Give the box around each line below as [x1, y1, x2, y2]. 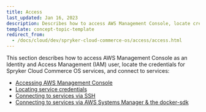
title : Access [6, 9, 43, 15]
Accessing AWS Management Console [15, 79, 113, 86]
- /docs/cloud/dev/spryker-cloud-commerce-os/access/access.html [12, 37, 183, 43]
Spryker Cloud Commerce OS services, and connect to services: [6, 67, 170, 74]
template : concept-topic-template [6, 26, 95, 32]
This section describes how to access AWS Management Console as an [6, 54, 188, 61]
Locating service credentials [15, 86, 88, 92]
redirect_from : [6, 32, 45, 38]
